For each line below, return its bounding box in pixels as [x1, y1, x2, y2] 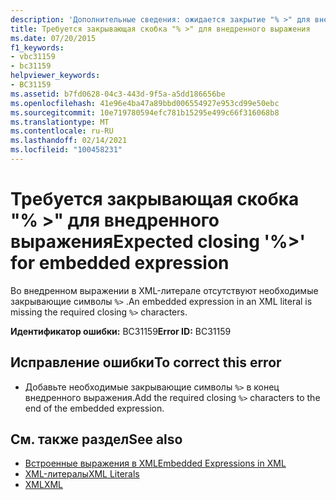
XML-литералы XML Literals [24, 468, 140, 480]
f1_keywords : [10, 42, 65, 53]
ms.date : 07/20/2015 [10, 33, 97, 43]
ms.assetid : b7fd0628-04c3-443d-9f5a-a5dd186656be [10, 89, 226, 99]
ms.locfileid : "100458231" [10, 145, 123, 155]
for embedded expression [10, 252, 230, 275]
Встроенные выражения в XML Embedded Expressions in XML [24, 457, 287, 470]
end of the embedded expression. [24, 402, 165, 414]
